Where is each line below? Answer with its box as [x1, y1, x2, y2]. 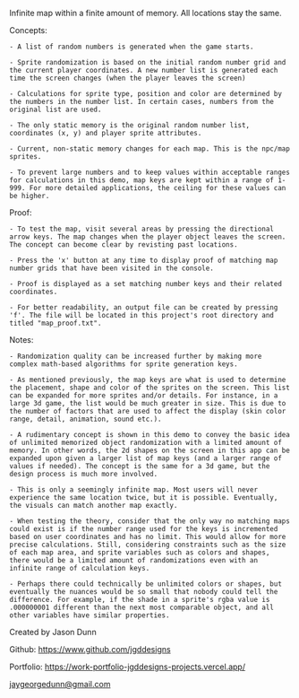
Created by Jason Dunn [9, 627, 97, 637]
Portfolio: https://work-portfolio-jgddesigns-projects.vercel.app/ [9, 661, 246, 672]
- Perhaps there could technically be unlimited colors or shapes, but [9, 580, 282, 589]
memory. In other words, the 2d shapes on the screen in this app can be [9, 446, 291, 455]
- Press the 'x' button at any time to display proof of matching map [9, 256, 278, 265]
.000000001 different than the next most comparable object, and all [9, 603, 275, 612]
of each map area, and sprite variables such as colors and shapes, [9, 548, 270, 557]
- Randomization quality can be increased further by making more [9, 352, 262, 361]
